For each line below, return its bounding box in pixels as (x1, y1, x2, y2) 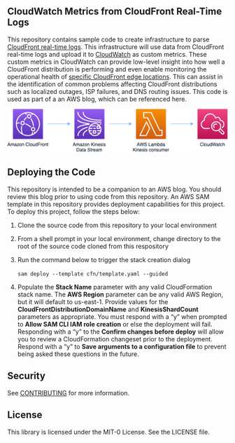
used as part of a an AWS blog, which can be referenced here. (7, 95, 187, 103)
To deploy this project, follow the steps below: (7, 207, 140, 216)
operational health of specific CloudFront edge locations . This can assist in (7, 72, 223, 81)
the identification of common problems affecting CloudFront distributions (7, 80, 218, 88)
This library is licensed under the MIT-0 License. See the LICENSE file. (7, 428, 210, 436)
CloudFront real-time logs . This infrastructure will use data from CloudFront (7, 42, 225, 51)
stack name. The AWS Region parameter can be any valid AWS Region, (17, 290, 224, 299)
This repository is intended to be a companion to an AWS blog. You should (7, 185, 222, 193)
